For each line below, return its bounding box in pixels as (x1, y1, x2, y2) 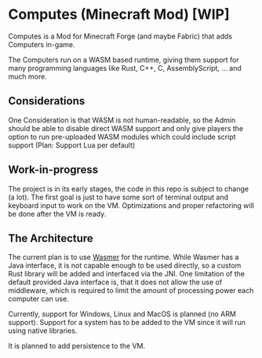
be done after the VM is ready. (8, 209, 107, 218)
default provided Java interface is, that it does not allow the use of (8, 277, 223, 287)
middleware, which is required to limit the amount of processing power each (8, 286, 254, 295)
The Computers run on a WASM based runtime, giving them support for (8, 55, 239, 64)
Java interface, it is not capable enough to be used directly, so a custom (8, 261, 242, 270)
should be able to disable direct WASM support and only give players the (8, 123, 244, 133)
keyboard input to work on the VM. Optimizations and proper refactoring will (8, 200, 255, 210)
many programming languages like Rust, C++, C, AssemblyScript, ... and (8, 63, 242, 72)
